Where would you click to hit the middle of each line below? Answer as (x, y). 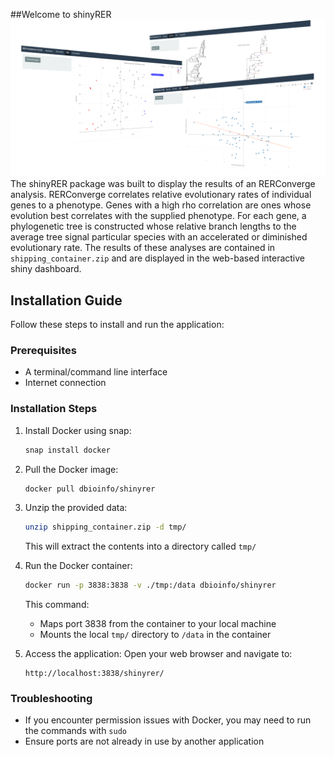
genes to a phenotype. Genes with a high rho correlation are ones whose (161, 205)
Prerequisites (43, 350)
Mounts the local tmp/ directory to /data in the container (155, 635)
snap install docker (67, 450)
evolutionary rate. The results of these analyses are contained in (143, 248)
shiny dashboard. (46, 269)
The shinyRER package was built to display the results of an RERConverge (163, 184)
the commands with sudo (75, 731)
